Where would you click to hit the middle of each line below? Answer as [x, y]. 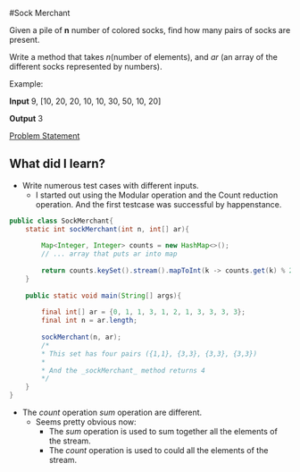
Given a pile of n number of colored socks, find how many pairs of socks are [150, 30]
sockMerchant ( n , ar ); [82, 337]
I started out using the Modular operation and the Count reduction [157, 195]
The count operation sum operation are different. [112, 413]
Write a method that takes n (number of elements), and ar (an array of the [144, 57]
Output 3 [26, 118]
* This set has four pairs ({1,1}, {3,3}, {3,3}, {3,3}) [149, 354]
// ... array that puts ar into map [109, 254]
